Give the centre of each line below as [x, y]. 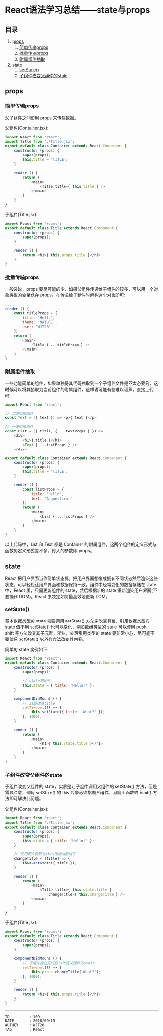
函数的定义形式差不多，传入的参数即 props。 [50, 551]
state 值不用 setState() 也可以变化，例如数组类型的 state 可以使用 [70, 627]
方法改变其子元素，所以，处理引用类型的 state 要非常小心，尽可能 [85, 633]
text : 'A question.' [52, 499]
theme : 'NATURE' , [40, 322]
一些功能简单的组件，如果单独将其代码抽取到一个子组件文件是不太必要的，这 [81, 383]
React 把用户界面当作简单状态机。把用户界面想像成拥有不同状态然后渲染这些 [81, 578]
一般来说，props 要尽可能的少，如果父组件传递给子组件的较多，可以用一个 [79, 289]
